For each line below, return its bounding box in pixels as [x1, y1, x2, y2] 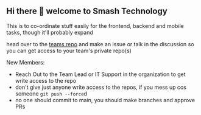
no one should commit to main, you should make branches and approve [15, 96, 196, 103]
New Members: [6, 58, 45, 66]
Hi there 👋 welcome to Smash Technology [6, 6, 167, 16]
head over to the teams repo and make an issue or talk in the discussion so [6, 40, 194, 47]
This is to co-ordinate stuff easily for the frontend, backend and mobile [6, 22, 184, 29]
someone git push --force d [15, 89, 87, 97]
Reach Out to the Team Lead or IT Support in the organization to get [15, 71, 186, 78]
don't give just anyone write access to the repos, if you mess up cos [15, 83, 187, 91]
